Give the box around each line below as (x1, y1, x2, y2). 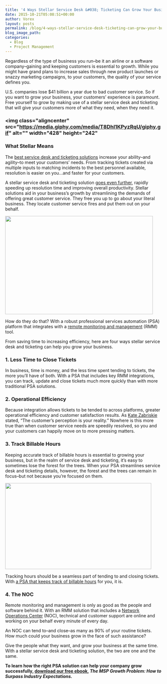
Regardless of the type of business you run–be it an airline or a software (5, 58, 153, 64)
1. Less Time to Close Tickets (5, 356, 77, 363)
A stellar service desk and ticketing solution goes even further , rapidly (5, 180, 149, 186)
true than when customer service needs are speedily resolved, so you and (5, 423, 158, 429)
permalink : (5, 26, 28, 31)
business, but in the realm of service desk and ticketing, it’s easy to (5, 457, 143, 463)
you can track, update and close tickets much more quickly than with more (5, 378, 158, 384)
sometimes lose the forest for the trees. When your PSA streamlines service (5, 462, 161, 468)
